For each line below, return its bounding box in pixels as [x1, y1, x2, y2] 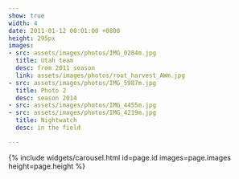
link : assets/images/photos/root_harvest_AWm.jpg [15, 71, 185, 79]
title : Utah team [15, 57, 74, 65]
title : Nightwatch [15, 116, 78, 124]
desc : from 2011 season [15, 64, 95, 72]
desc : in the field [15, 124, 81, 132]
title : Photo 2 [15, 86, 67, 95]
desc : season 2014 [15, 94, 78, 102]
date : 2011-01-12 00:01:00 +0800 [8, 26, 121, 35]
